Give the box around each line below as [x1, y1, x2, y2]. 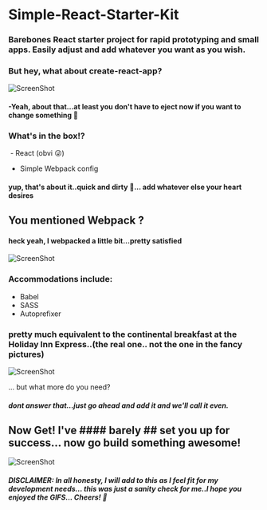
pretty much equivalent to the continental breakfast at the [8, 329, 238, 340]
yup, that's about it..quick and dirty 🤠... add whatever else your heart [8, 182, 242, 192]
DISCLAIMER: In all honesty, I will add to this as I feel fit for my [8, 476, 219, 485]
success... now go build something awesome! [8, 437, 241, 450]
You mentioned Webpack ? [8, 214, 145, 227]
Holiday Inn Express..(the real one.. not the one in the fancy [8, 338, 243, 350]
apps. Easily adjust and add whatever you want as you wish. [8, 44, 245, 55]
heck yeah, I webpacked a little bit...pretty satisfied [8, 235, 182, 245]
